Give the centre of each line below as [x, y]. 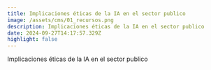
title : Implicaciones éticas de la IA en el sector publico [97, 14]
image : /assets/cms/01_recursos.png [60, 20]
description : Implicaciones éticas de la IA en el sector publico [106, 26]
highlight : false [32, 40]
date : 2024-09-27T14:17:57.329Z [54, 33]
